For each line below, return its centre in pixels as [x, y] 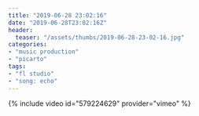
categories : [28, 45]
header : [21, 30]
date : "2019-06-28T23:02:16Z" [58, 23]
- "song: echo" [33, 81]
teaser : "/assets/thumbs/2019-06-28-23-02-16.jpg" [100, 37]
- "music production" [44, 52]
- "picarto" [28, 60]
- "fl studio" [31, 74]
